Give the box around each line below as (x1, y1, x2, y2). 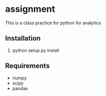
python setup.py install (12, 47, 60, 53)
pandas (12, 85, 28, 91)
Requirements (5, 62, 50, 70)
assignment (5, 3, 56, 15)
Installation (5, 34, 41, 43)
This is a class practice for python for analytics (5, 20, 101, 26)
